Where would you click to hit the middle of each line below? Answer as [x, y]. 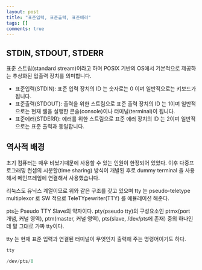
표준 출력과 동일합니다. [58, 127]
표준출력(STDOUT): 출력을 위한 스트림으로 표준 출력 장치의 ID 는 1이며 [97, 104]
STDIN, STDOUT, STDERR [55, 53]
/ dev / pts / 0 [20, 261]
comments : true [25, 29]
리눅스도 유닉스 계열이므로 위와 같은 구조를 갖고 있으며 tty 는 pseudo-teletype [99, 190]
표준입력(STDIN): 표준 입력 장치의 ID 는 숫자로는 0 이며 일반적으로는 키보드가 [106, 89]
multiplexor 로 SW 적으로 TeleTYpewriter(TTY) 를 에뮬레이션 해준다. [88, 198]
